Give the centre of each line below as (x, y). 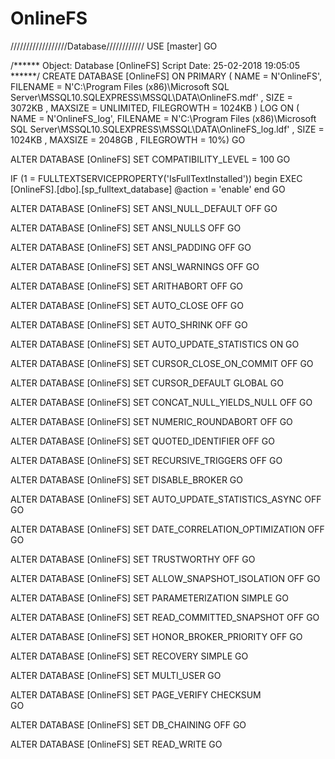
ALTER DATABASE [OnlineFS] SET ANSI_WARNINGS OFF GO (135, 266)
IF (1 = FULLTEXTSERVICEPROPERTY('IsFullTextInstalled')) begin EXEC (156, 178)
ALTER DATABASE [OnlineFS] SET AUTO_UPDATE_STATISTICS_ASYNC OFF (166, 499)
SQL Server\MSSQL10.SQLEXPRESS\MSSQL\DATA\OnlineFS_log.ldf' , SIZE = (167, 129)
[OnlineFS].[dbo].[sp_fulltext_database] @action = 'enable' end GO (148, 189)
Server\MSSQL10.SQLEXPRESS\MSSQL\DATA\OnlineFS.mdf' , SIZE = (151, 97)
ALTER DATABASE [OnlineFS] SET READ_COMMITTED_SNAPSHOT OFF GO (165, 617)
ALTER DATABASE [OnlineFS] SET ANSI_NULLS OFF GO (126, 228)
